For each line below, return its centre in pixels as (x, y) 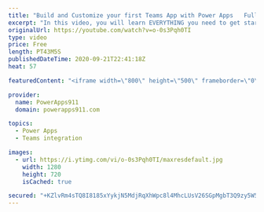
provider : (24, 95)
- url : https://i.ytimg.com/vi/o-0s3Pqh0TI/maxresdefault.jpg (119, 159)
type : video (27, 37)
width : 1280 (42, 167)
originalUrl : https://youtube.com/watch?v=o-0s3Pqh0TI (100, 30)
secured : (22, 196)
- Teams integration (49, 138)
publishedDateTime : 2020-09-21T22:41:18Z (77, 60)
